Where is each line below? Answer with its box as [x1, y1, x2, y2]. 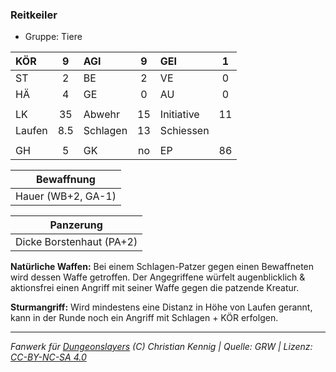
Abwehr [83, 108, 120, 122]
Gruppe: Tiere [24, 31, 83, 43]
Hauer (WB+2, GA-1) [15, 189, 117, 203]
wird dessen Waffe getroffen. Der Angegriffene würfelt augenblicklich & [10, 271, 306, 283]
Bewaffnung [36, 173, 96, 187]
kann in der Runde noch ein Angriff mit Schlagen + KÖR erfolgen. [10, 312, 279, 324]
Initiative [159, 108, 200, 122]
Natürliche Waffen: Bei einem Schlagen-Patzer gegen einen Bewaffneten [10, 261, 315, 273]
